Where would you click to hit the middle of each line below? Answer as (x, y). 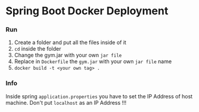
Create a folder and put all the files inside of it (70, 42)
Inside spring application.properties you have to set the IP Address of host (99, 96)
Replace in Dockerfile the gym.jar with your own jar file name (93, 61)
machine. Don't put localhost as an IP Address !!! (66, 102)
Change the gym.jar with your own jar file (68, 55)
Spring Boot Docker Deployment (87, 11)
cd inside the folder (38, 49)
